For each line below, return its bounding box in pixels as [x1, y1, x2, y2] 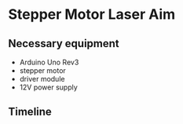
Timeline [8, 105, 53, 119]
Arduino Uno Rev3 [19, 57, 79, 67]
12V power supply [19, 82, 79, 92]
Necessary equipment [8, 37, 119, 50]
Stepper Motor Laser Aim [8, 5, 176, 24]
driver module [19, 75, 65, 83]
